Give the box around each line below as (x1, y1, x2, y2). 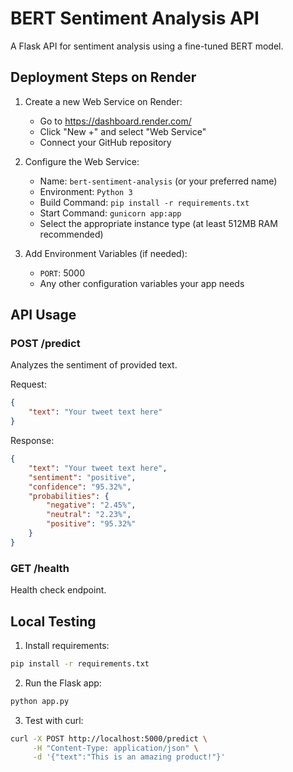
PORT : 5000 (39, 267, 86, 279)
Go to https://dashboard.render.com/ (39, 115, 192, 127)
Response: (10, 435, 55, 447)
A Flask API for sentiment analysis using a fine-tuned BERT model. (10, 40, 284, 52)
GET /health (10, 561, 70, 575)
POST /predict (10, 337, 81, 351)
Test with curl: (24, 714, 84, 726)
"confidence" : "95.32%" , (28, 482, 132, 492)
